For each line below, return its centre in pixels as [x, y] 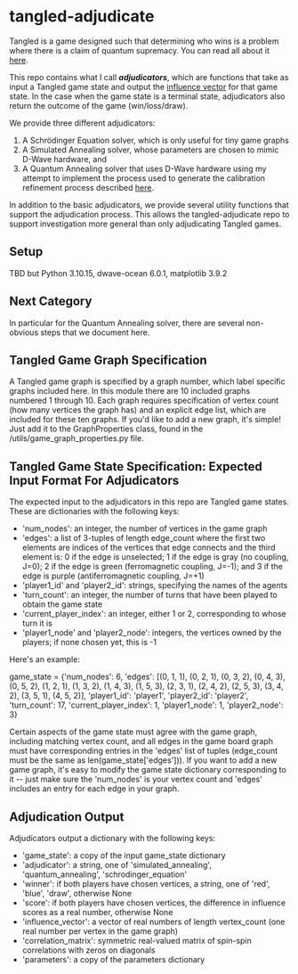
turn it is [37, 623]
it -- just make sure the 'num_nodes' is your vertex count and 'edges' [136, 779]
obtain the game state [62, 604]
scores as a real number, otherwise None [97, 912]
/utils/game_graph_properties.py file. [77, 438]
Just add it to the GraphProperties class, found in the [106, 429]
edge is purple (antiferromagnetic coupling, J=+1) [113, 576]
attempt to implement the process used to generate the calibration [143, 178]
